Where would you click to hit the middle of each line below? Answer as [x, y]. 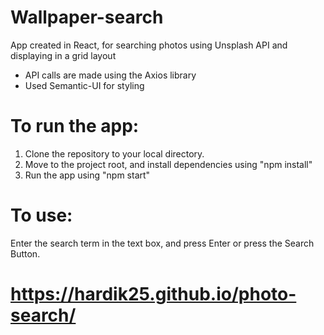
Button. [25, 253]
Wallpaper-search [87, 17]
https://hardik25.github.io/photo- [153, 294]
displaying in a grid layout [63, 55]
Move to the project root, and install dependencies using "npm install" [168, 164]
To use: [41, 215]
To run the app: [75, 126]
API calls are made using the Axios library [110, 75]
